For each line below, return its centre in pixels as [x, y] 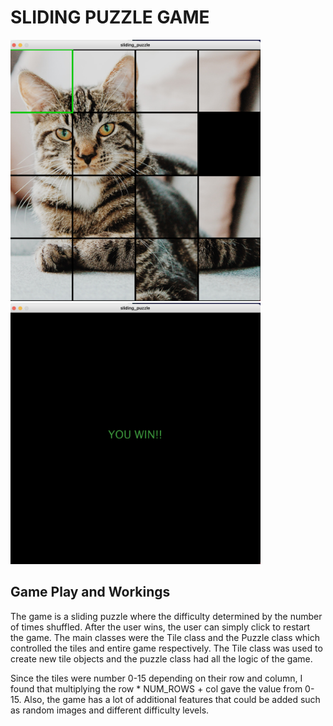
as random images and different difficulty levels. [110, 710]
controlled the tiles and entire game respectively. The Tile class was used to [166, 648]
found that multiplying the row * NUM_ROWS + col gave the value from [156, 688]
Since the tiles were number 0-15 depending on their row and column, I [156, 678]
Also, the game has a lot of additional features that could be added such [172, 699]
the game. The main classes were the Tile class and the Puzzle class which [165, 637]
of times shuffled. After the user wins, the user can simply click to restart [160, 627]
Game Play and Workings [90, 592]
